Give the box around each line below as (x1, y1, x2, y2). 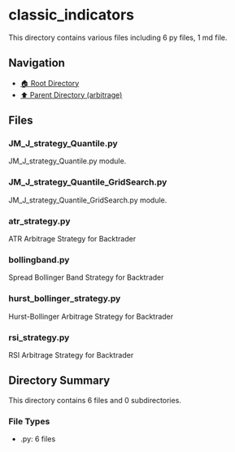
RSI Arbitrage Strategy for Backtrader (8, 350, 134, 359)
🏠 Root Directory (20, 78, 80, 88)
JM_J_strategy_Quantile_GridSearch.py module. (8, 195, 168, 205)
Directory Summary (8, 374, 111, 388)
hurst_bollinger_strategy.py (8, 293, 121, 304)
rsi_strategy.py (8, 332, 70, 343)
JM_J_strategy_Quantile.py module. (8, 156, 127, 166)
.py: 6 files (20, 434, 56, 444)
